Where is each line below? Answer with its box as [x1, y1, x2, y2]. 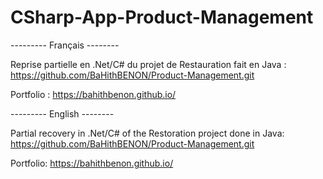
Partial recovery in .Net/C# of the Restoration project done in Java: [10, 127, 285, 139]
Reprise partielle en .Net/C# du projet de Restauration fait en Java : [10, 58, 287, 70]
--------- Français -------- [10, 39, 120, 51]
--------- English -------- [10, 107, 115, 120]
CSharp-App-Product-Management [10, 6, 314, 29]
